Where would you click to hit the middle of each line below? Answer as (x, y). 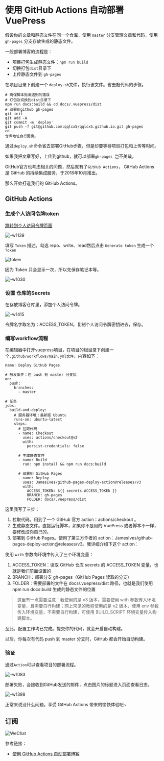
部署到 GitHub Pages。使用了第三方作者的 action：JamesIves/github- (82, 538)
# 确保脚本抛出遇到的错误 (27, 95)
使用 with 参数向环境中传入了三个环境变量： (49, 555)
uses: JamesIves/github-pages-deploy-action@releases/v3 (82, 482)
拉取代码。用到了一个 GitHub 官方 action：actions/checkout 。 (75, 519)
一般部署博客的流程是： (29, 51)
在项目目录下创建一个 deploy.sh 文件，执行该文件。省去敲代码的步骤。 (76, 84)
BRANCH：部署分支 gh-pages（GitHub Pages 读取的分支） (72, 577)
